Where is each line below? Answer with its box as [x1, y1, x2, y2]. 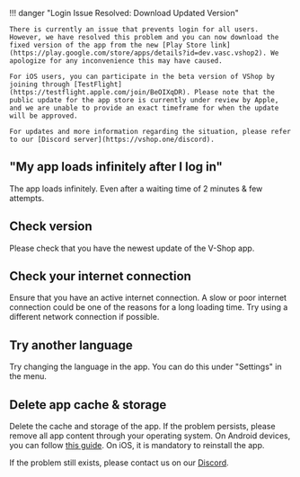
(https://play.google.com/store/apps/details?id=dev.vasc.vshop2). [9, 49, 268, 57]
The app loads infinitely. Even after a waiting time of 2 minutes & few [9, 183, 263, 194]
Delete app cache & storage [9, 397, 167, 412]
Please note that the [194, 88, 276, 97]
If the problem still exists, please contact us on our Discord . [9, 457, 229, 468]
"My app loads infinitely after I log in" [9, 159, 223, 174]
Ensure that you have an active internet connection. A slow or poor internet [9, 292, 287, 304]
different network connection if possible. [9, 312, 160, 322]
